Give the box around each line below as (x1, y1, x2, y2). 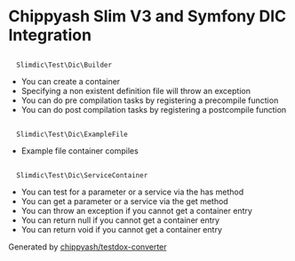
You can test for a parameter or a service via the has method (20, 186, 244, 197)
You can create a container (20, 75, 121, 86)
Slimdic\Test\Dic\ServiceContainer (16, 171, 148, 180)
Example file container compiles (20, 145, 139, 156)
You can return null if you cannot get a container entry (20, 215, 219, 225)
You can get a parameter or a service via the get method (20, 196, 228, 207)
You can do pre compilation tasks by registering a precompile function (20, 95, 279, 106)
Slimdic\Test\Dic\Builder (16, 60, 113, 69)
